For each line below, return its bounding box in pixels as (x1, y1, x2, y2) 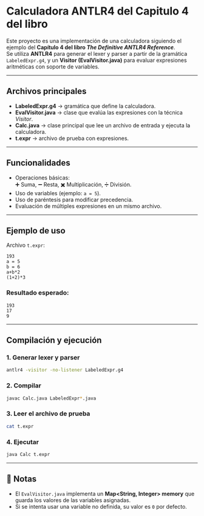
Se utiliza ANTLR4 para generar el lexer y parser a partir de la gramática (6, 50, 188, 57)
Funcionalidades (6, 158, 71, 168)
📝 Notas (6, 474, 37, 484)
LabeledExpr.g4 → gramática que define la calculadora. (15, 102, 156, 110)
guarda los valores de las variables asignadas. (15, 496, 131, 504)
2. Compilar (6, 381, 41, 390)
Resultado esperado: (6, 289, 69, 297)
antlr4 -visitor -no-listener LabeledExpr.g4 (6, 367, 123, 374)
